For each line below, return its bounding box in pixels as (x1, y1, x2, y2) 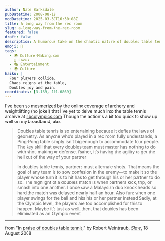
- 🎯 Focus (9, 58, 29, 62)
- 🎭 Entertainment (9, 62, 49, 67)
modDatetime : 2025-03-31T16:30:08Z (5, 16, 78, 21)
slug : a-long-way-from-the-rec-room (5, 26, 80, 30)
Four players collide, (9, 76, 56, 81)
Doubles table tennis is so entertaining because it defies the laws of (17, 128, 155, 134)
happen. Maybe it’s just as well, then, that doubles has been (17, 206, 138, 211)
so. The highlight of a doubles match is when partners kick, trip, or (17, 180, 152, 185)
